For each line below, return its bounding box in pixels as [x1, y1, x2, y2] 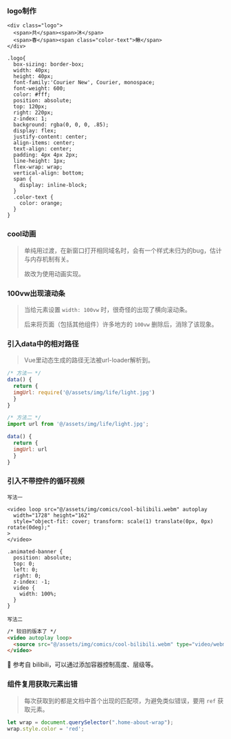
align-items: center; [13, 139, 76, 146]
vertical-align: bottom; [13, 170, 85, 177]
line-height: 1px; [13, 157, 67, 165]
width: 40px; [13, 67, 51, 74]
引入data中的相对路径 [7, 339, 79, 348]
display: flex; [13, 128, 57, 135]
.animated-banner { [7, 548, 63, 555]
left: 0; [13, 566, 38, 573]
